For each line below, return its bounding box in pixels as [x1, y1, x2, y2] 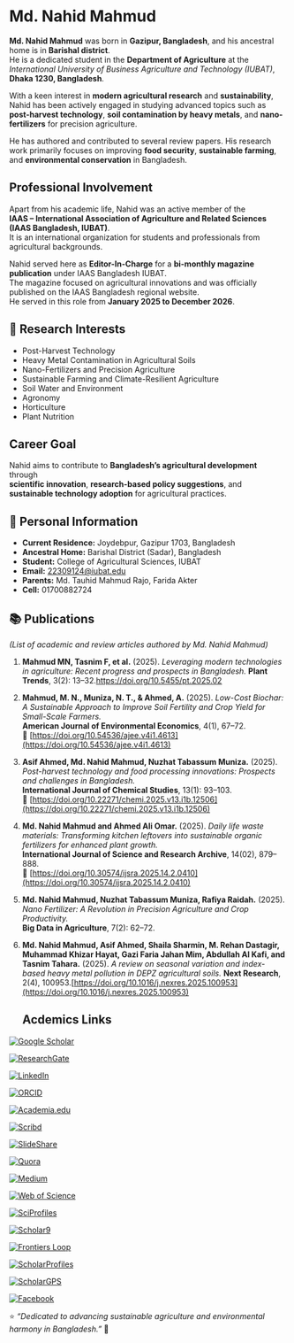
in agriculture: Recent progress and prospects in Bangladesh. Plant [21, 666, 268, 676]
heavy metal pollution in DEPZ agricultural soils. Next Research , [47, 968, 281, 978]
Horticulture [21, 401, 66, 413]
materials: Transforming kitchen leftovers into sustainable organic [21, 830, 263, 840]
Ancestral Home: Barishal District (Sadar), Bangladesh [21, 547, 222, 558]
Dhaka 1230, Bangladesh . [9, 73, 104, 83]
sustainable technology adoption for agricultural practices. [9, 489, 227, 499]
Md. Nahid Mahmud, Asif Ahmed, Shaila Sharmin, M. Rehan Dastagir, [21, 940, 280, 950]
